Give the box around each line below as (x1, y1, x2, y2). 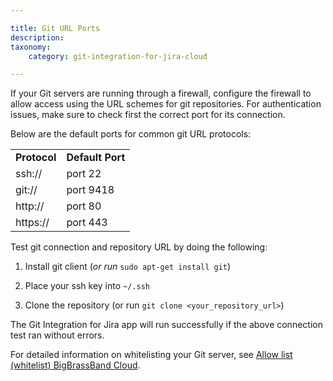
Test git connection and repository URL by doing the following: (10, 241, 268, 253)
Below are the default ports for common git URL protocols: (10, 128, 252, 140)
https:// (15, 216, 50, 230)
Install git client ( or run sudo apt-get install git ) (24, 261, 232, 273)
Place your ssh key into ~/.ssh (24, 280, 151, 292)
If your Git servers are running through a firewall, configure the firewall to (10, 87, 312, 100)
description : (10, 32, 65, 43)
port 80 (66, 199, 102, 213)
